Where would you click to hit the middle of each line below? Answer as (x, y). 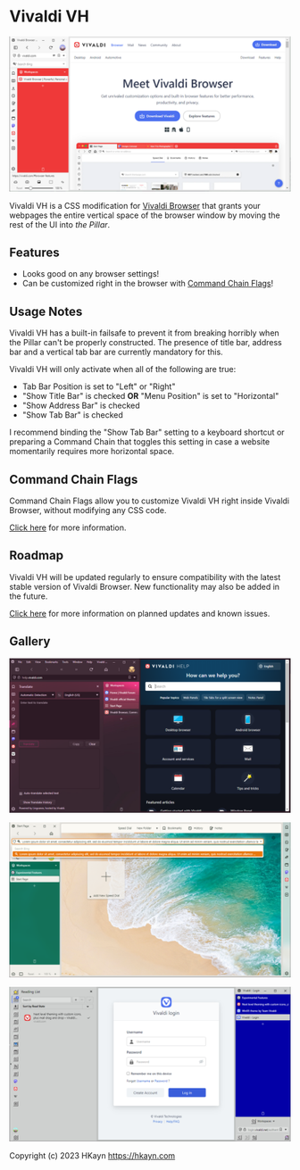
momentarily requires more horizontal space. (92, 452)
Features (34, 252)
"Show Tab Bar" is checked (72, 415)
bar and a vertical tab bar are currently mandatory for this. (116, 352)
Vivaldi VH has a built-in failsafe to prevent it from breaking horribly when (144, 333)
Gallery (30, 641)
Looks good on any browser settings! (91, 274)
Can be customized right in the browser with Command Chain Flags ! (148, 284)
